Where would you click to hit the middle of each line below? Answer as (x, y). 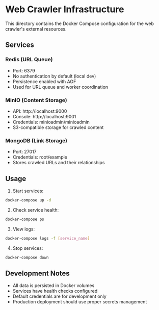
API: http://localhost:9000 (40, 111)
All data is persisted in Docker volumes (54, 286)
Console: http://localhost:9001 (44, 116)
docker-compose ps (25, 219)
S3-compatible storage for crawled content (58, 127)
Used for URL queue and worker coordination (60, 87)
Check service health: (36, 210)
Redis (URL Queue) (29, 60)
